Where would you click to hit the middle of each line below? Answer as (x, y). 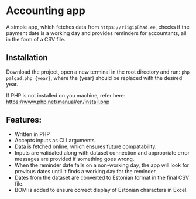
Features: (24, 120)
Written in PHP (32, 134)
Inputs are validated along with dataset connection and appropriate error (102, 152)
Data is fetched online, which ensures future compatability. (85, 146)
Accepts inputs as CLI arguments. (55, 140)
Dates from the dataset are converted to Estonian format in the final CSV (102, 177)
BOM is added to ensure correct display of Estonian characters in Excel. (101, 190)
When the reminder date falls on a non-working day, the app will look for (102, 165)
